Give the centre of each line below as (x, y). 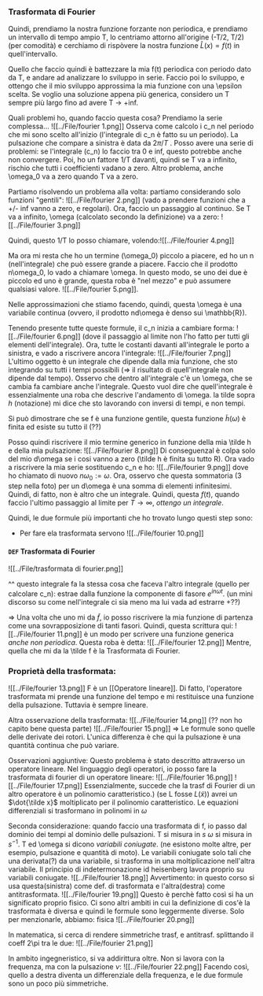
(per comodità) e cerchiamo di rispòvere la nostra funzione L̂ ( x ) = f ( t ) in (124, 46)
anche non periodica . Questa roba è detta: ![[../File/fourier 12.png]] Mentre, (130, 642)
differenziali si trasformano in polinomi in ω (78, 811)
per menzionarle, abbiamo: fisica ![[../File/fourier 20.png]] (101, 919)
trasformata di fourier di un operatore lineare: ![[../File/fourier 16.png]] (121, 777)
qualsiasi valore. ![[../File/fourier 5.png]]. (73, 289)
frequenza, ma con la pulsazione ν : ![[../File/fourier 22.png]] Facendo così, (129, 966)
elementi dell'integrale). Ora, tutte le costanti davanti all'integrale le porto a (129, 345)
